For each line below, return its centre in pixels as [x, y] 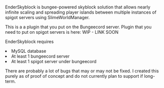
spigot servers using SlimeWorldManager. [48, 17]
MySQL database [29, 51]
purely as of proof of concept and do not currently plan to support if [74, 76]
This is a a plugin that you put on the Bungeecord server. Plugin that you [78, 27]
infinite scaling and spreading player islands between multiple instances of [81, 12]
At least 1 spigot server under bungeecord [54, 61]
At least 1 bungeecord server [41, 56]
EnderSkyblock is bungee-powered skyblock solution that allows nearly [78, 7]
